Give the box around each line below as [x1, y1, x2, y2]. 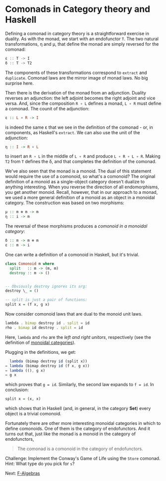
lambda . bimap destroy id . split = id [5, 321, 90, 326]
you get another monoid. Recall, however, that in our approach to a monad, [5, 189, 158, 195]
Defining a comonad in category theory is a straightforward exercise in [5, 30, 150, 36]
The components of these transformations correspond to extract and [5, 70, 147, 76]
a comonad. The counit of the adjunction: [5, 105, 90, 111]
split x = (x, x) [5, 397, 41, 401]
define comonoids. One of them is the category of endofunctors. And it [5, 426, 150, 432]
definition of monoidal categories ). [5, 339, 76, 345]
